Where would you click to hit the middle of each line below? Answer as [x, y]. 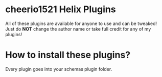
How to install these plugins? [68, 55]
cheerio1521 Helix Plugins [61, 9]
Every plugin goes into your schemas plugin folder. [59, 69]
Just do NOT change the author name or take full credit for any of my [78, 29]
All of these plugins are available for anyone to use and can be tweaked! [81, 23]
